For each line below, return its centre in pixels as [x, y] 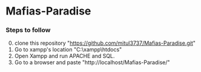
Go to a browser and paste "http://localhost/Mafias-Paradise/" [92, 62]
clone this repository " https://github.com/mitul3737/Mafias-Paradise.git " [105, 43]
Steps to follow [28, 30]
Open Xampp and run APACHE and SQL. [64, 56]
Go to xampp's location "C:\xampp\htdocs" [68, 50]
